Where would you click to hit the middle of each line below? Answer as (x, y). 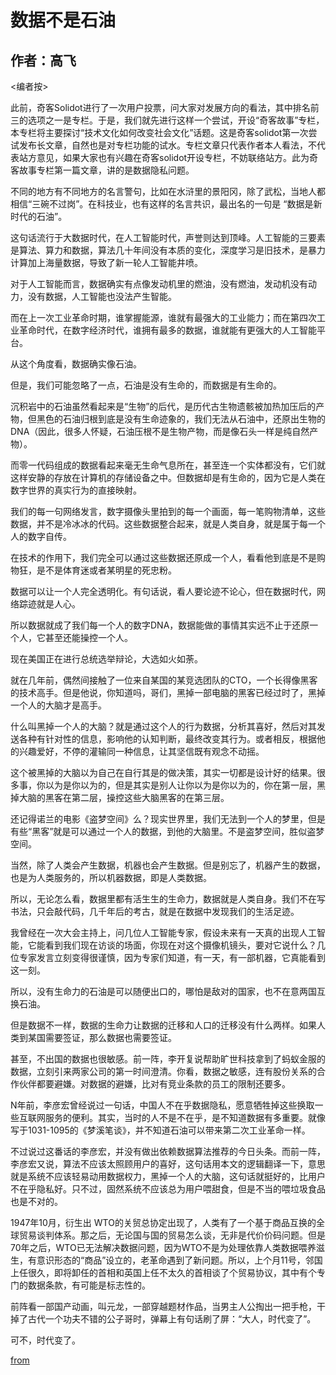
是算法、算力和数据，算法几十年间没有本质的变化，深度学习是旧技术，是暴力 (168, 250)
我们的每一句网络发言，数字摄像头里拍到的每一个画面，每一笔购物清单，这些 (168, 511)
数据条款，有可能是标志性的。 (89, 1285)
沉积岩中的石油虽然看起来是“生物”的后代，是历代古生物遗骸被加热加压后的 (163, 406)
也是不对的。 (36, 1201)
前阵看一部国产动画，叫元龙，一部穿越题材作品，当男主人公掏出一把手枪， (163, 1306)
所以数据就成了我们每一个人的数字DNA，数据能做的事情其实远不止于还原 (160, 625)
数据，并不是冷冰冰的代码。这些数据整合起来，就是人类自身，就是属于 (155, 524)
